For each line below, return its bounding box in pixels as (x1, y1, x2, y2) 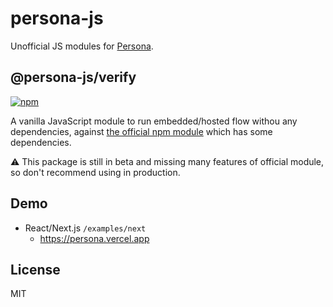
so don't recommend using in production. (10, 166, 181, 178)
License (10, 261, 61, 278)
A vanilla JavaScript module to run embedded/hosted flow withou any (10, 115, 298, 127)
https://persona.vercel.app (39, 232, 150, 244)
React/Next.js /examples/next (24, 222, 147, 234)
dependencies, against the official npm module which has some (10, 125, 273, 137)
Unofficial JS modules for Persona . (10, 40, 154, 52)
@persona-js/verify (10, 69, 137, 86)
